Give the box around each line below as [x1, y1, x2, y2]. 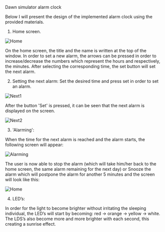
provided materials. [5, 19, 44, 25]
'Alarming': [12, 127, 34, 133]
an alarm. [12, 83, 32, 89]
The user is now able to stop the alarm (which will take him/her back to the [5, 161, 157, 167]
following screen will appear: [5, 142, 64, 148]
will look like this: [5, 177, 40, 182]
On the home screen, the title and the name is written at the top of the [5, 48, 147, 53]
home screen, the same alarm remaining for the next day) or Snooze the [5, 166, 151, 172]
